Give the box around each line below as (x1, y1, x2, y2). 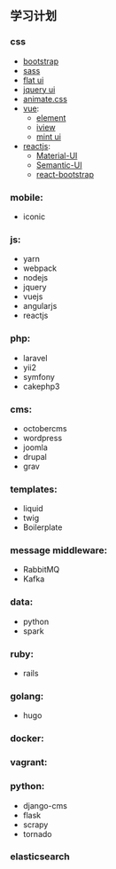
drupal (22, 451, 47, 462)
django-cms (22, 800, 67, 810)
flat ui (22, 75, 44, 85)
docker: (10, 732, 44, 745)
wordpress (22, 432, 63, 443)
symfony (22, 371, 56, 382)
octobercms (22, 423, 67, 433)
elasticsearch (10, 850, 70, 863)
